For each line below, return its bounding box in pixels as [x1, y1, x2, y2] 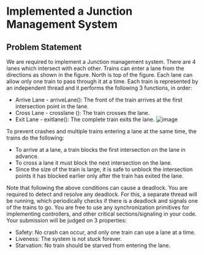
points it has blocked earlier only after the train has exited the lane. [15, 172, 184, 179]
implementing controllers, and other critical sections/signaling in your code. [6, 210, 197, 218]
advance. [15, 152, 39, 160]
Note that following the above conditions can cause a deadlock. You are [6, 184, 188, 191]
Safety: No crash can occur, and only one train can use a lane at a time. [15, 229, 196, 236]
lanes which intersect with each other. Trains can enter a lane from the [6, 65, 184, 72]
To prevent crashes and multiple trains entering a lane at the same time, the [6, 128, 197, 135]
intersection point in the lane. [15, 103, 89, 110]
